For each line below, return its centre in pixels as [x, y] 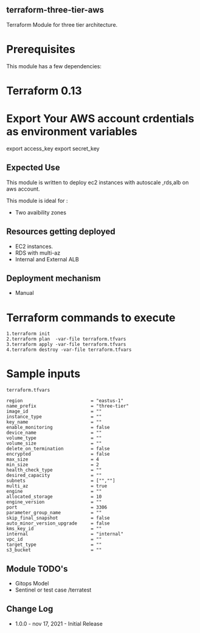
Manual [25, 293]
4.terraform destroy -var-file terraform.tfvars [69, 350]
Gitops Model [32, 583]
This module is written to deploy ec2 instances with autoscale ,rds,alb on [98, 182]
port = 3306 [57, 507]
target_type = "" [54, 545]
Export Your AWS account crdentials [100, 119]
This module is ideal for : [37, 200]
